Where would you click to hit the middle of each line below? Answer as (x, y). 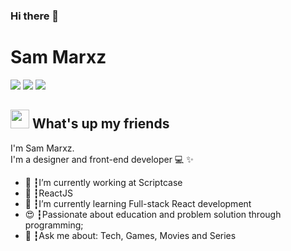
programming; (54, 225)
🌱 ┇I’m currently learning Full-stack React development (138, 203)
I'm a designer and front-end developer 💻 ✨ (102, 159)
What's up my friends (100, 124)
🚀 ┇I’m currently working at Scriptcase (103, 182)
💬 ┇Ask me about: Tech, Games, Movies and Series (130, 235)
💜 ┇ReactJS (48, 193)
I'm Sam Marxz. (42, 148)
